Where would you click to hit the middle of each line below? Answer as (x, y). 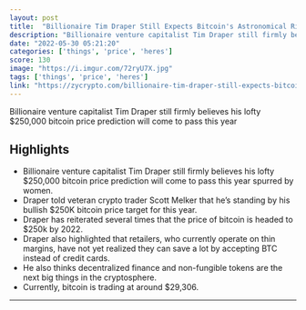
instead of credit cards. (66, 258)
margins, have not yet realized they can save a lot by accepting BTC (150, 249)
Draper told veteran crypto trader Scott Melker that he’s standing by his (156, 200)
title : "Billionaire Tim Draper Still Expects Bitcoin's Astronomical (148, 26)
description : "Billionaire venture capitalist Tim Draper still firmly (148, 35)
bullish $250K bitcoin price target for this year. (110, 210)
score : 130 (30, 60)
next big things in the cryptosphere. (90, 277)
